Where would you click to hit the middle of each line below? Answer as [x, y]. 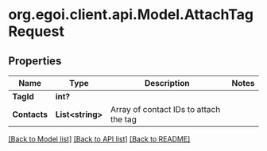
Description [167, 83]
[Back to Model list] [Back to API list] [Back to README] [99, 139]
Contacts [30, 114]
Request [37, 31]
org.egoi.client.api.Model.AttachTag [131, 15]
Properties [35, 61]
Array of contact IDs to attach [165, 109]
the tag [124, 119]
